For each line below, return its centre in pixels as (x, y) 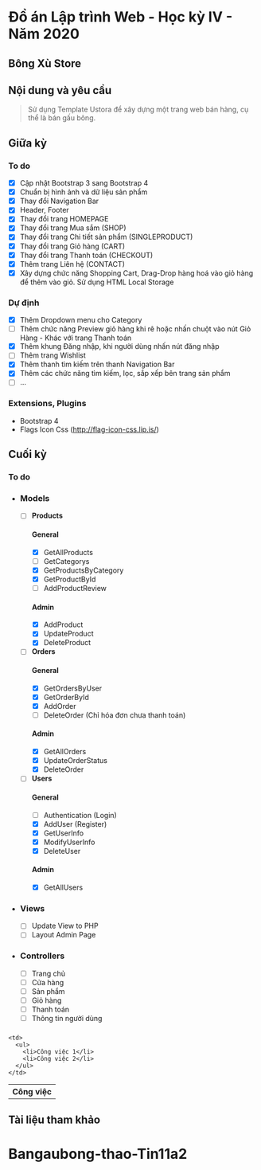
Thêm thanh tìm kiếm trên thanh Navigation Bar (97, 364)
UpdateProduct (68, 634)
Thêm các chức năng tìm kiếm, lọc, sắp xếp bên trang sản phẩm (125, 374)
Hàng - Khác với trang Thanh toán (76, 338)
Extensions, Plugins (47, 404)
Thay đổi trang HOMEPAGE (64, 219)
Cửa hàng (48, 982)
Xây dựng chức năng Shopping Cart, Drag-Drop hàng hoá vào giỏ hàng (136, 273)
